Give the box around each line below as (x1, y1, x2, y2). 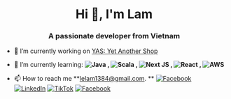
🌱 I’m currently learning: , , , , (13, 61, 202, 69)
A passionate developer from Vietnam (48, 31, 181, 41)
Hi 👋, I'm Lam (76, 6, 153, 22)
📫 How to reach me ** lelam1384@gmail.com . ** (13, 75, 155, 83)
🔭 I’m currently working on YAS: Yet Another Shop (13, 47, 158, 55)
